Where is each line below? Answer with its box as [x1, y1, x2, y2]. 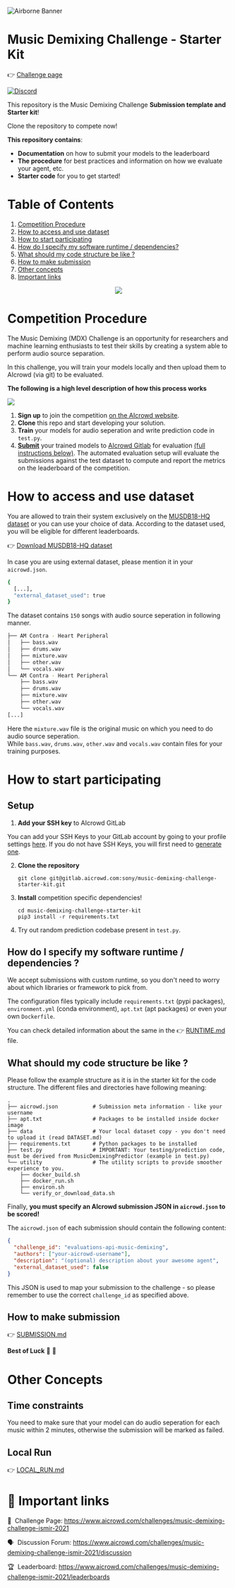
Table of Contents [7, 197, 114, 212]
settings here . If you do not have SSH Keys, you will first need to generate [7, 840, 222, 848]
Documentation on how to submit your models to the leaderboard [17, 149, 210, 157]
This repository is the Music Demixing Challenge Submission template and [7, 100, 226, 109]
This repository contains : [7, 135, 83, 144]
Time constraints [7, 1399, 84, 1412]
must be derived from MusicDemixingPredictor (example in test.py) [7, 1153, 210, 1160]
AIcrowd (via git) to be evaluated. [7, 370, 104, 379]
